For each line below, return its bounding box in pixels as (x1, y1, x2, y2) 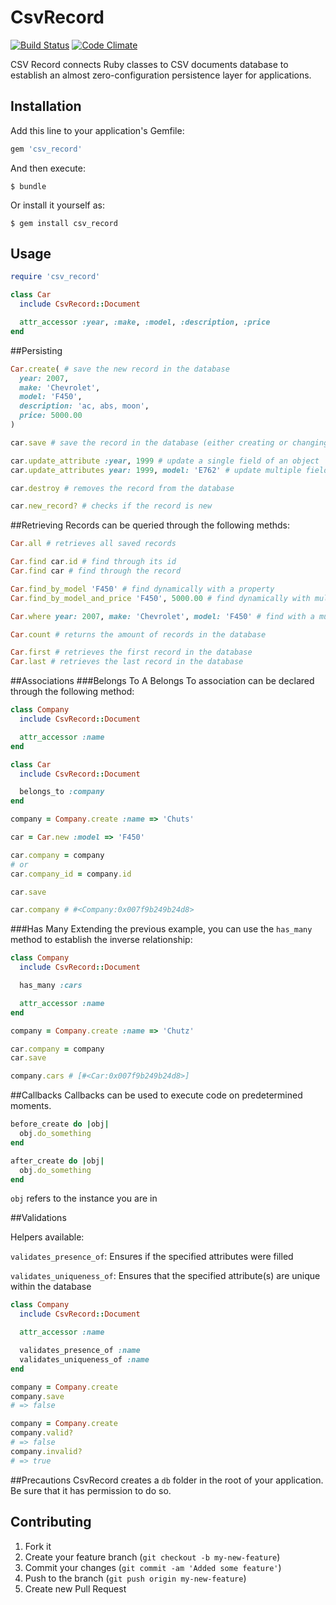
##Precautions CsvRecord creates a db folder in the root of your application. (10, 1474, 324, 1486)
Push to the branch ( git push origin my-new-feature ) (24, 1572, 247, 1584)
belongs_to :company (19, 787, 105, 797)
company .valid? (10, 1428, 74, 1438)
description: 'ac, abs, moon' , (19, 401, 150, 411)
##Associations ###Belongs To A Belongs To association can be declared (10, 675, 315, 687)
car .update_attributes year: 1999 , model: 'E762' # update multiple (10, 465, 302, 475)
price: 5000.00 (19, 411, 83, 421)
